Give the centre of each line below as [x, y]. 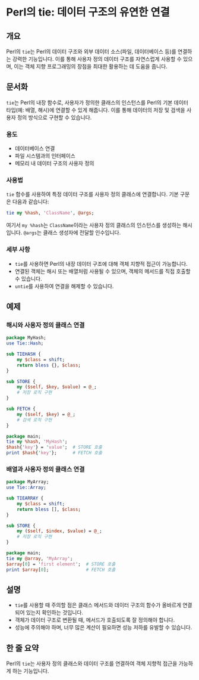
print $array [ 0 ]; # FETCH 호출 [61, 570]
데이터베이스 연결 [35, 148]
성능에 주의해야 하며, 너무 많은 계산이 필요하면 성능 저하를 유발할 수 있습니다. [103, 628]
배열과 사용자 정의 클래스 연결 [45, 469]
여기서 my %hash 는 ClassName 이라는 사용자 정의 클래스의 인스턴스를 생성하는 [94, 225]
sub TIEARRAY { [25, 498]
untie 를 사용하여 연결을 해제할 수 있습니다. [64, 286]
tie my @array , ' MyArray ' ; [40, 558]
